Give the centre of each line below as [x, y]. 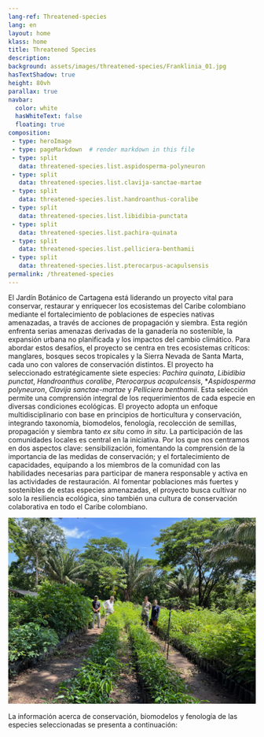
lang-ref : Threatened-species [58, 17]
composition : [29, 133]
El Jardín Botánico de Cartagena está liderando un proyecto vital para [121, 297]
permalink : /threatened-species [61, 274]
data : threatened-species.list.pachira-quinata [98, 232]
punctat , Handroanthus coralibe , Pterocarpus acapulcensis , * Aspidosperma [132, 381]
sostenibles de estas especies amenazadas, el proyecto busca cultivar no [128, 490]
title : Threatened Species [52, 50]
